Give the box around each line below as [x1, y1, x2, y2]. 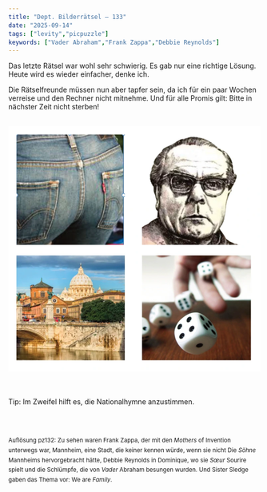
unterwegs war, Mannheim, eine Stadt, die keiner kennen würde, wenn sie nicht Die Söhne [8, 446, 257, 454]
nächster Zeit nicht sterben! [8, 102, 100, 112]
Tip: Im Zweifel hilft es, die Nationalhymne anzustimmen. [8, 397, 194, 407]
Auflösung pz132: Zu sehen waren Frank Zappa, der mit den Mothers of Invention [8, 436, 232, 445]
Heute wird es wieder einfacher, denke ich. [8, 69, 149, 79]
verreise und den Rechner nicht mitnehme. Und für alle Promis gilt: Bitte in [8, 93, 253, 103]
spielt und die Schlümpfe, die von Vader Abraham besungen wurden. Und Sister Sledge [8, 466, 249, 474]
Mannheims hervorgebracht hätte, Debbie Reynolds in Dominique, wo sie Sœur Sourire [8, 456, 247, 464]
